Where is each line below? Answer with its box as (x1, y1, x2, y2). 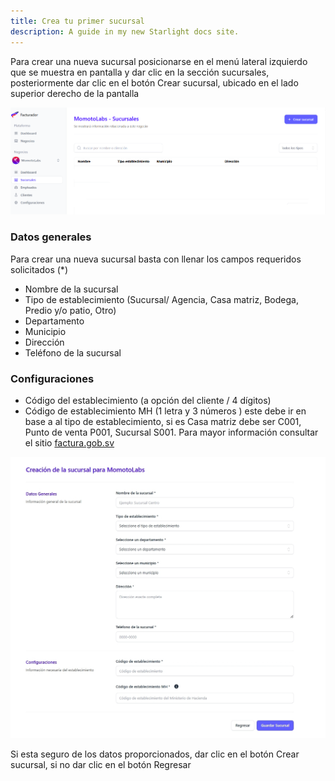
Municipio (24, 325, 67, 337)
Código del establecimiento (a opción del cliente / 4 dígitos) (24, 395, 272, 407)
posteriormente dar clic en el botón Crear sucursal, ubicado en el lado (10, 76, 299, 89)
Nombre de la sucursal (24, 283, 119, 295)
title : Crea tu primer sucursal (10, 16, 145, 26)
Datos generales (10, 230, 92, 244)
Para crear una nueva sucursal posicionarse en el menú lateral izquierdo (10, 55, 308, 67)
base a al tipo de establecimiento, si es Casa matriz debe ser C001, (24, 416, 302, 428)
